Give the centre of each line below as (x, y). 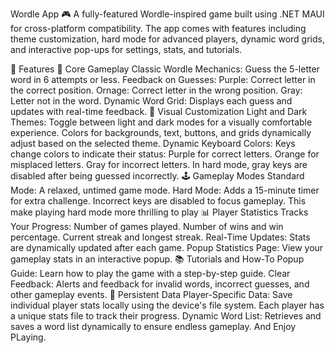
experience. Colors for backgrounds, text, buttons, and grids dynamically (161, 132)
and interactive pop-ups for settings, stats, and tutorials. (126, 49)
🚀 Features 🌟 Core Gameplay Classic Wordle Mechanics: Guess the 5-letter (165, 69)
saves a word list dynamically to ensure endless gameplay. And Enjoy (153, 326)
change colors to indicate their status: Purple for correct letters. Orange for (165, 154)
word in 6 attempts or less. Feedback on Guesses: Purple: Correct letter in (163, 79)
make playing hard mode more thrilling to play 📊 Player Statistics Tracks (159, 212)
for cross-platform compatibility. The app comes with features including (158, 28)
